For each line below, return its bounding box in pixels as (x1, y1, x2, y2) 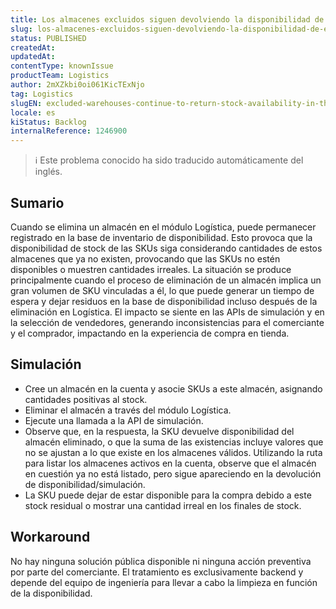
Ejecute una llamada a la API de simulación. (24, 414, 204, 426)
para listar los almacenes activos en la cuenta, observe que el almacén (24, 457, 317, 469)
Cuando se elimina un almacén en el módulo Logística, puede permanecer (10, 221, 317, 233)
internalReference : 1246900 (10, 126, 128, 136)
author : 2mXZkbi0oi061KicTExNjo (10, 80, 145, 90)
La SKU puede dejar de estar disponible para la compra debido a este (24, 489, 312, 501)
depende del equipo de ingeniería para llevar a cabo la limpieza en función (10, 576, 318, 588)
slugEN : (10, 98, 43, 108)
